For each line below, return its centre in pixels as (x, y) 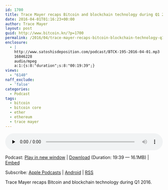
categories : (17, 89)
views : (12, 71)
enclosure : (16, 43)
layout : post (19, 29)
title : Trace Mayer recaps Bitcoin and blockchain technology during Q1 (82, 15)
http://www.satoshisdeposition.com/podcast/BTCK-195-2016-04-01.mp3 (87, 52)
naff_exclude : (20, 80)
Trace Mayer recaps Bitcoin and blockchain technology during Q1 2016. (78, 182)
